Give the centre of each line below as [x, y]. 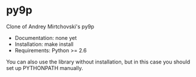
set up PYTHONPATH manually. [45, 68]
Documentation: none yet [46, 38]
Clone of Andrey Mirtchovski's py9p [50, 26]
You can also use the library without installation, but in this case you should [98, 62]
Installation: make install [44, 44]
